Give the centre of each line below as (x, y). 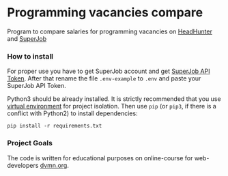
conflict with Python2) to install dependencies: (72, 113)
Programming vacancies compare (105, 13)
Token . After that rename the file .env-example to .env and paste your (104, 78)
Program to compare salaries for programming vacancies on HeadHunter (110, 31)
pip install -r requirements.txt (55, 126)
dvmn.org (54, 165)
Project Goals (30, 143)
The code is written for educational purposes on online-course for (100, 158)
